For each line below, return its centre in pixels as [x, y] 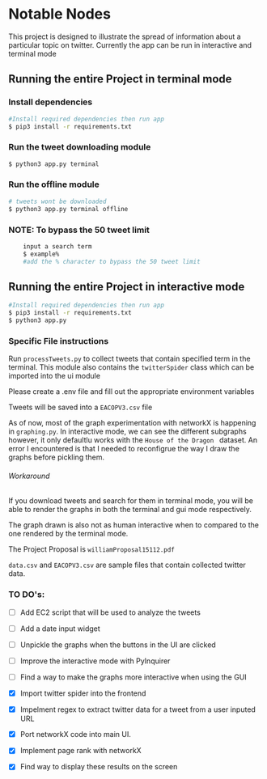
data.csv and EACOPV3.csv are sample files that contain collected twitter [127, 565]
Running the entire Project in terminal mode [120, 79]
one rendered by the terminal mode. [68, 534]
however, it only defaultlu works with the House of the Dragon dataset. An [133, 440]
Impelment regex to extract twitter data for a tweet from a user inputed [138, 709]
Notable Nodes [60, 14]
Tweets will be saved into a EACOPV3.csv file [81, 407]
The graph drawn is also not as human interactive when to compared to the [133, 525]
